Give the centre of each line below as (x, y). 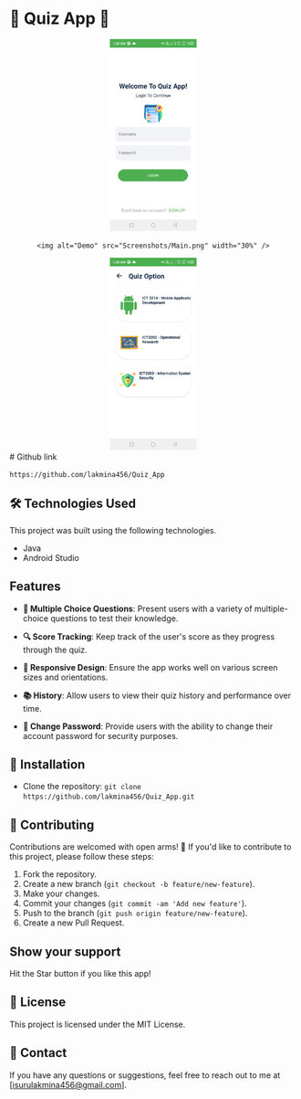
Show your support (65, 951)
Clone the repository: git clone (82, 787)
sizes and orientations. (65, 677)
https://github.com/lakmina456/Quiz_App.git (109, 797)
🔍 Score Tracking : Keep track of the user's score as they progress (149, 636)
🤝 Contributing (52, 824)
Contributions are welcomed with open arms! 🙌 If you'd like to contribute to (150, 847)
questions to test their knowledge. (114, 618)
